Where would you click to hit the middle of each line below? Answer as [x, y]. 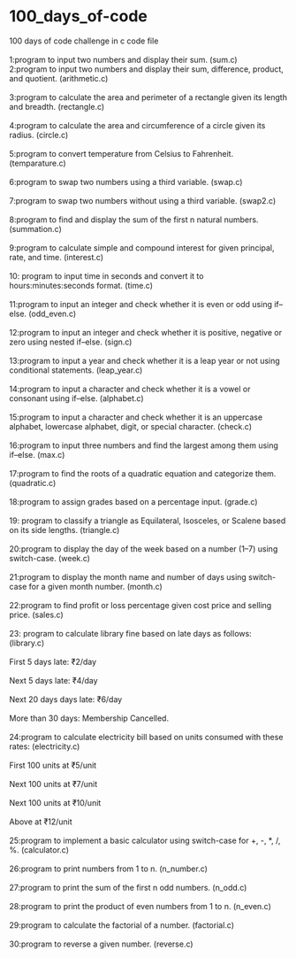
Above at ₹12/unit [41, 822]
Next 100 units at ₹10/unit [55, 802]
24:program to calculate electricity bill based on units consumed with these [146, 737]
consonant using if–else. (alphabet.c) [76, 398]
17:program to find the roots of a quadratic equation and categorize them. [143, 473]
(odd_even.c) [53, 313]
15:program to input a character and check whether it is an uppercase [136, 417]
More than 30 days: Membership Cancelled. [89, 718]
